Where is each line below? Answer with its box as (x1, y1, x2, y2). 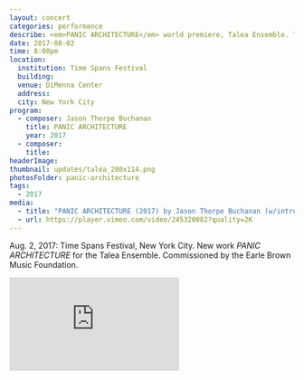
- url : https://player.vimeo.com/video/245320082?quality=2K (17, 214, 253, 224)
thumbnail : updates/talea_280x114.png (9, 165, 156, 174)
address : (17, 89, 51, 98)
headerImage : (9, 156, 59, 166)
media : (9, 198, 34, 208)
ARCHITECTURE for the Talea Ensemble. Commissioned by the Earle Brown (9, 250, 291, 261)
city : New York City (17, 97, 95, 107)
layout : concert (9, 13, 71, 23)
